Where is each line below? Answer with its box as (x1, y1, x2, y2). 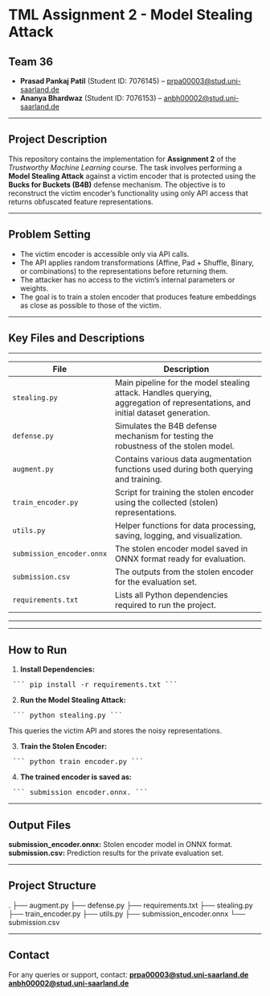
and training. (115, 473, 162, 485)
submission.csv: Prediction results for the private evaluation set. (8, 848, 224, 858)
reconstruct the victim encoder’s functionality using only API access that (8, 188, 249, 198)
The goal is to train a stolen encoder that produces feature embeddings (19, 291, 257, 301)
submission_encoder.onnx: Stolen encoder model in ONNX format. (8, 840, 233, 849)
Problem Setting (8, 228, 91, 242)
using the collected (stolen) (115, 497, 219, 508)
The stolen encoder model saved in (115, 543, 248, 555)
